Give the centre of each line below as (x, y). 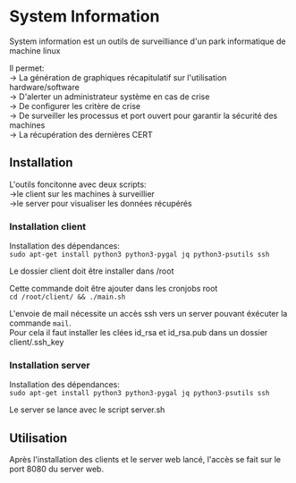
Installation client (48, 226)
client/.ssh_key (37, 343)
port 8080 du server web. (57, 469)
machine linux (35, 50)
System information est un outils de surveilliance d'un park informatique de (148, 41)
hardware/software (45, 87)
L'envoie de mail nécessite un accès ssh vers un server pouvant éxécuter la (148, 314)
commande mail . (40, 323)
